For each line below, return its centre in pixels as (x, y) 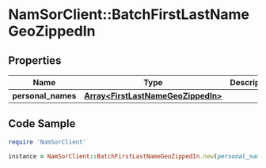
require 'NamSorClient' (47, 142)
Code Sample (42, 124)
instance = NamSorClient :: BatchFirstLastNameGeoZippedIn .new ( (113, 156)
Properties (35, 60)
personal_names (44, 96)
